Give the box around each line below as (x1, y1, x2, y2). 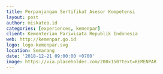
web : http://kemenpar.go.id (6, 36, 77, 42)
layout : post (6, 14, 39, 20)
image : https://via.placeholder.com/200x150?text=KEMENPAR (6, 58, 157, 64)
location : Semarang (6, 48, 55, 54)
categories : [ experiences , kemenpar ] (6, 25, 101, 32)
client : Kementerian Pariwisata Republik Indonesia (6, 31, 138, 37)
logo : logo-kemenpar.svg (6, 42, 68, 48)
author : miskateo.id (6, 20, 58, 26)
